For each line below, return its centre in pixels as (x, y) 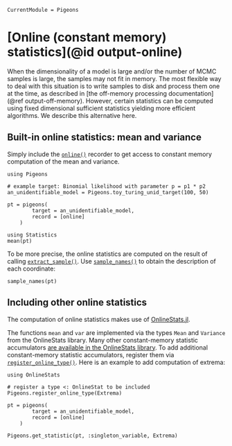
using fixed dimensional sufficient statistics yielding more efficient (101, 108)
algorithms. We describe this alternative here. (72, 115)
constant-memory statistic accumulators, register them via (91, 354)
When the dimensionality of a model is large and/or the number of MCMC (112, 71)
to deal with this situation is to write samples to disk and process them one (114, 86)
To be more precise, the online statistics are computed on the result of (107, 254)
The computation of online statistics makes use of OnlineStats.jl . (99, 319)
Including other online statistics (77, 303)
